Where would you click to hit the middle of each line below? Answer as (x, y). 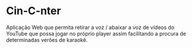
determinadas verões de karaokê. (47, 40)
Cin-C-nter (34, 11)
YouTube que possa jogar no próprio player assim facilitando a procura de (96, 33)
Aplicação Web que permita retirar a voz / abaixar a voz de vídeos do (90, 27)
